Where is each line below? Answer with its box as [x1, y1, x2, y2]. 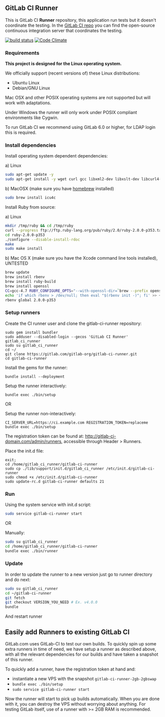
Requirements [5, 49, 40, 56]
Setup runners [5, 309, 40, 316]
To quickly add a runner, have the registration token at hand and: [5, 666, 136, 672]
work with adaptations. [5, 100, 52, 106]
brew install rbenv [5, 275, 45, 279]
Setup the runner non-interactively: [5, 410, 76, 416]
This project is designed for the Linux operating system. [5, 61, 122, 67]
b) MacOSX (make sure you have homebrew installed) [5, 186, 114, 192]
